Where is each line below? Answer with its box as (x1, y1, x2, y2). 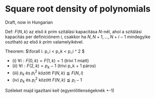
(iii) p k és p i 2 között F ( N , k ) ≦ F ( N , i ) (12, 69, 84, 77)
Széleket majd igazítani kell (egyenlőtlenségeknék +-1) (5, 87, 115, 93)
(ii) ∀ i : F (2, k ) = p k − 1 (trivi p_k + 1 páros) (12, 63, 96, 70)
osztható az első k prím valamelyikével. (5, 39, 84, 44)
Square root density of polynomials (5, 3, 151, 14)
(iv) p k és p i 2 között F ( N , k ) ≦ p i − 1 (12, 76, 82, 84)
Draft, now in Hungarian (5, 19, 53, 25)
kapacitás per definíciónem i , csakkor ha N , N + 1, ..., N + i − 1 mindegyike (5, 34, 151, 40)
